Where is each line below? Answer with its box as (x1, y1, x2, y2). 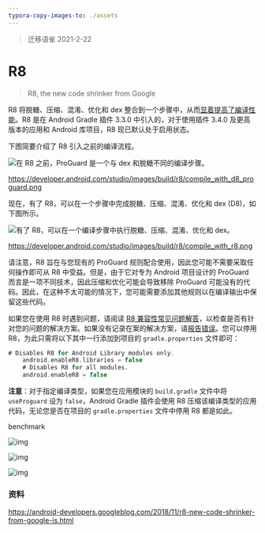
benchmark (8, 422, 46, 431)
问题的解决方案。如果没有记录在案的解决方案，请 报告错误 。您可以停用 (28, 323, 257, 332)
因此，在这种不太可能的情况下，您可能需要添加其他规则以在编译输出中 (21, 287, 250, 296)
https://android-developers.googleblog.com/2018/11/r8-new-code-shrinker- (8, 507, 256, 517)
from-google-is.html (8, 516, 74, 525)
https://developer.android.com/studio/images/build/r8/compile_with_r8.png (8, 241, 253, 250)
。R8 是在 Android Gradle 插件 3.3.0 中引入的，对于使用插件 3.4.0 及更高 (15, 114, 251, 124)
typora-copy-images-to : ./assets (8, 11, 118, 20)
